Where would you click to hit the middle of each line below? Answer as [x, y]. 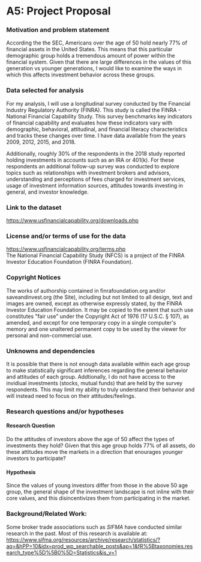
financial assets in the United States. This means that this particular [89, 49]
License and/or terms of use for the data [66, 236]
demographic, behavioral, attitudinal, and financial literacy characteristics [97, 129]
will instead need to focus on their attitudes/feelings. [71, 396]
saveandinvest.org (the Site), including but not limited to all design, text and [100, 297]
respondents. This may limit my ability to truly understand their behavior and [100, 389]
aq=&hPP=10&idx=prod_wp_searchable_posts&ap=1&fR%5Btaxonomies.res [100, 546]
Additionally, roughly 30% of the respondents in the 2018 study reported [96, 153]
